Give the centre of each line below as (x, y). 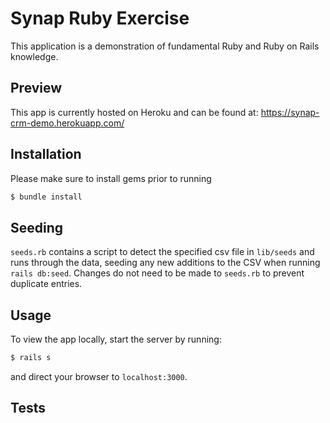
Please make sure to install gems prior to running (111, 178)
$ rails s (31, 358)
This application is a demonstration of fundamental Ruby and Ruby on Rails (165, 46)
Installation (46, 154)
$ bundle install (46, 197)
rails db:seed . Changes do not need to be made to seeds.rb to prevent (157, 273)
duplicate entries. (46, 284)
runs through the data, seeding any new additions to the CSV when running (165, 263)
